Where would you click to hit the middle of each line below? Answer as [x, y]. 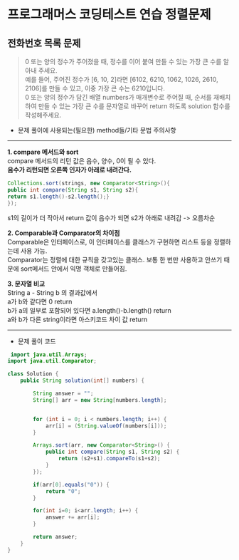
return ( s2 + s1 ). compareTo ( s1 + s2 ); [109, 459]
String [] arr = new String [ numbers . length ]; [100, 400]
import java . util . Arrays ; [49, 354]
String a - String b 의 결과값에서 [53, 292]
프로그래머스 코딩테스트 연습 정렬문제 [109, 15]
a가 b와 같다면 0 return [40, 301]
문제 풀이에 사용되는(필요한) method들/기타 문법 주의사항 [97, 130]
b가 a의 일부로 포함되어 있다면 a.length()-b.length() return [90, 310]
